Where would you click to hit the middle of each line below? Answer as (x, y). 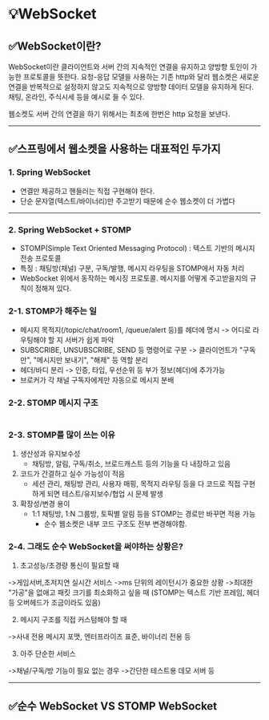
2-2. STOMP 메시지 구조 (53, 403)
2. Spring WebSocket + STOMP (70, 229)
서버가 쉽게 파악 (89, 340)
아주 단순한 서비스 (48, 653)
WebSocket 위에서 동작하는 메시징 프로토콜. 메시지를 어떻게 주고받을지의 (134, 278)
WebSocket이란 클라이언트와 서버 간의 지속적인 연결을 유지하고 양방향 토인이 (129, 67)
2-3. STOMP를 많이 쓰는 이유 (62, 435)
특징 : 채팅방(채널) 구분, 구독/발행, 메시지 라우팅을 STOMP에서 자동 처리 (132, 268)
